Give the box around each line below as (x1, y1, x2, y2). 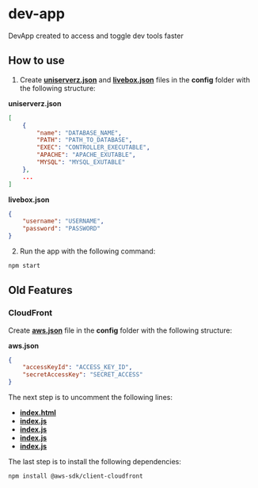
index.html (19, 408, 57, 417)
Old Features (8, 284, 73, 297)
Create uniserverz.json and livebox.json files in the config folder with (19, 74, 251, 84)
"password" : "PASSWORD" (22, 225, 101, 233)
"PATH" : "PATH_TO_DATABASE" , (36, 136, 133, 144)
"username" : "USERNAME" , (22, 217, 104, 226)
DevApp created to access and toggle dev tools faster (8, 31, 184, 40)
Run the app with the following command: (19, 246, 156, 256)
